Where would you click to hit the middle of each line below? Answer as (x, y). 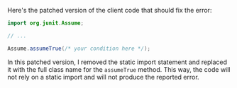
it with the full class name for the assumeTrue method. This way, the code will (119, 69)
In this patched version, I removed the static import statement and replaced (117, 62)
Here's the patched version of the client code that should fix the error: (110, 10)
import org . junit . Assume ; (45, 23)
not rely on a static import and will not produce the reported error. (104, 77)
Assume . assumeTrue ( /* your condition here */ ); (79, 49)
